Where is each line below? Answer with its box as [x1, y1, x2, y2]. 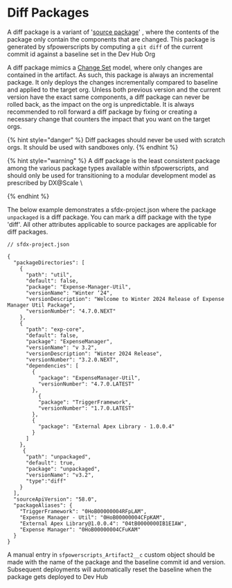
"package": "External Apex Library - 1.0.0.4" [37, 423, 175, 430]
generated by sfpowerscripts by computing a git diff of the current [7, 42, 203, 51]
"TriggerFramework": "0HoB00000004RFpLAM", [19, 508, 148, 514]
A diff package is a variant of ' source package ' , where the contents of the [7, 28, 220, 36]
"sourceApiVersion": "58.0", [13, 496, 98, 503]
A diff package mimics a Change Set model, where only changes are [7, 63, 203, 71]
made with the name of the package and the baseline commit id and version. [7, 557, 226, 566]
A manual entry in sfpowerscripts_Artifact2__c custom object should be [7, 550, 215, 559]
